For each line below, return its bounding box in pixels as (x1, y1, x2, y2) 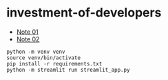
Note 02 (16, 34, 40, 43)
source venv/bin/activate (6, 54, 81, 61)
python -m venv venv (6, 48, 66, 55)
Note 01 (16, 28, 39, 36)
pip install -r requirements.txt (6, 60, 103, 67)
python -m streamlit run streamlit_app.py (6, 66, 130, 73)
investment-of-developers (6, 5, 162, 21)
